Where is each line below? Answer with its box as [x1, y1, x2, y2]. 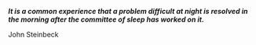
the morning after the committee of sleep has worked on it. [8, 15, 205, 24]
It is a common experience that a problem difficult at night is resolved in [8, 7, 248, 16]
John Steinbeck [8, 30, 59, 39]
